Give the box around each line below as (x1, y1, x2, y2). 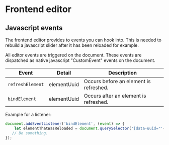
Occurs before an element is (83, 78, 151, 85)
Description (108, 69, 137, 76)
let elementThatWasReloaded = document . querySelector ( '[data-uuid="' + (14, 126, 165, 131)
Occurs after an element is (83, 92, 146, 99)
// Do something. (12, 130, 49, 135)
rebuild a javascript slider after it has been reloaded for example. (5, 42, 139, 48)
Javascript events (5, 24, 63, 32)
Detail (56, 69, 71, 76)
